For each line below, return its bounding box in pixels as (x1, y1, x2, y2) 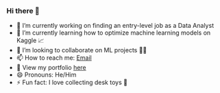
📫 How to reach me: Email (16, 54, 92, 62)
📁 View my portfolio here (16, 64, 86, 72)
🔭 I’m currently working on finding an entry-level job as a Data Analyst (16, 22, 214, 30)
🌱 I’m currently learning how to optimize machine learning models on (16, 29, 211, 37)
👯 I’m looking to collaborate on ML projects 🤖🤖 (16, 46, 147, 54)
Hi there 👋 (6, 6, 40, 16)
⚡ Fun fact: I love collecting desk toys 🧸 (16, 78, 128, 87)
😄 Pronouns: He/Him (16, 71, 77, 79)
